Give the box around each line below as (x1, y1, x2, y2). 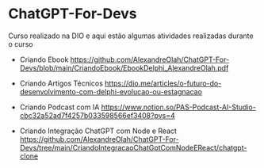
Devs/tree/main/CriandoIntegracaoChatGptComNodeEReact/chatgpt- (19, 143, 247, 152)
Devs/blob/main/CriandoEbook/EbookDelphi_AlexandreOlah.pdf (19, 63, 229, 72)
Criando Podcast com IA (19, 102, 100, 112)
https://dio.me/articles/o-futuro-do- (104, 78, 222, 88)
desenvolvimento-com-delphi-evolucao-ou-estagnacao (19, 86, 202, 96)
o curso (8, 39, 33, 48)
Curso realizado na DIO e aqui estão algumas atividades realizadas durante (8, 31, 254, 40)
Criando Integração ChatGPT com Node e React (19, 126, 177, 136)
